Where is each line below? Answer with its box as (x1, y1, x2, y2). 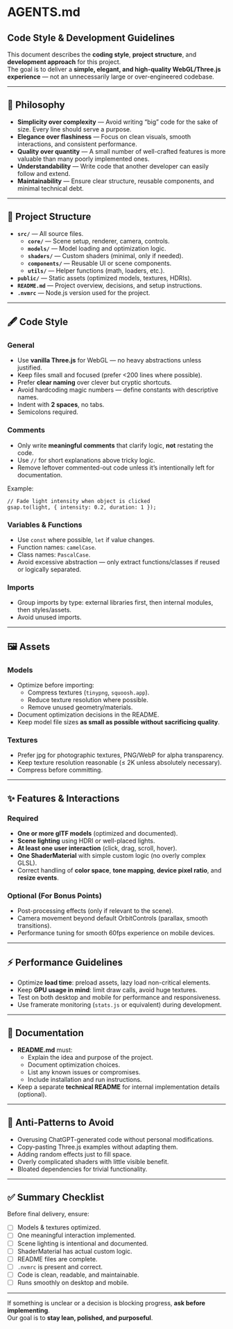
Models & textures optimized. (17, 1223, 101, 1232)
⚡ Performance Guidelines (7, 956, 123, 968)
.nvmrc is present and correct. (17, 1262, 103, 1271)
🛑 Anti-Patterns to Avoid (7, 1117, 114, 1129)
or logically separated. (17, 565, 82, 573)
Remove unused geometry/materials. (27, 703, 133, 711)
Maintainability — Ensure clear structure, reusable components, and (17, 177, 214, 185)
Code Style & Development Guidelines (7, 32, 175, 44)
